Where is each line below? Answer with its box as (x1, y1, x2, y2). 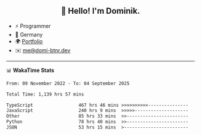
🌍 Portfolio (14, 37, 43, 45)
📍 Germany (14, 31, 43, 38)
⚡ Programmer (14, 22, 51, 29)
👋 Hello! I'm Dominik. (60, 6, 141, 16)
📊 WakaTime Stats (6, 67, 55, 74)
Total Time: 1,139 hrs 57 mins (6, 91, 84, 97)
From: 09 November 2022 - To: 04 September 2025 (6, 80, 130, 86)
